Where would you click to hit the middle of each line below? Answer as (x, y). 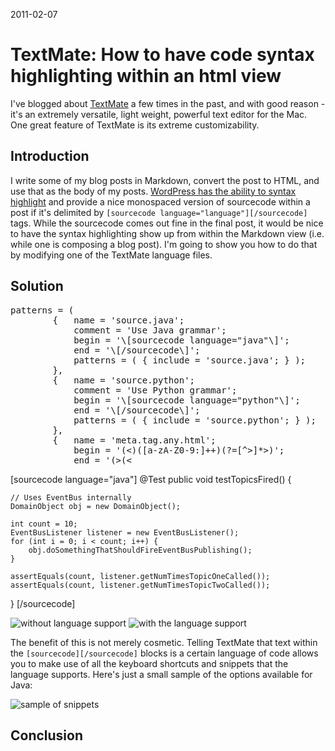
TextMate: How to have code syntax (162, 55)
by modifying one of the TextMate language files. (111, 255)
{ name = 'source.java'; (118, 320)
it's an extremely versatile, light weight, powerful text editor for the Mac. (159, 114)
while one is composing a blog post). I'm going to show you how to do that (164, 244)
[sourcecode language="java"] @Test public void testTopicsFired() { (151, 479)
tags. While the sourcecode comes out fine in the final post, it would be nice (167, 223)
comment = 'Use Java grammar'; (150, 330)
